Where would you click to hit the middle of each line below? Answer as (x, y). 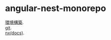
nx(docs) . (15, 33)
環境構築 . (14, 22)
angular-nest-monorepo (56, 8)
